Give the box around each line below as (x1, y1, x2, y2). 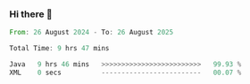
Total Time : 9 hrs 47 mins (9, 44, 110, 53)
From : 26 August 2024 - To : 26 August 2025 (9, 28, 174, 37)
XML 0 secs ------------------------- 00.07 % (9, 68, 242, 77)
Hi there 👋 (9, 8, 54, 20)
